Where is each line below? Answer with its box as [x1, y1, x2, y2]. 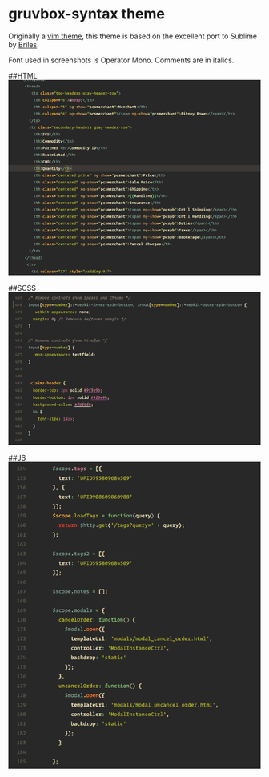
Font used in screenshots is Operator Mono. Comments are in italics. [8, 55, 235, 65]
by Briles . [8, 39, 40, 49]
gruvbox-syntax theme [8, 5, 166, 23]
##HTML [8, 70, 38, 80]
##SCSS [8, 284, 36, 293]
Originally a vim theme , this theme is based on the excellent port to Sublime [8, 31, 258, 41]
